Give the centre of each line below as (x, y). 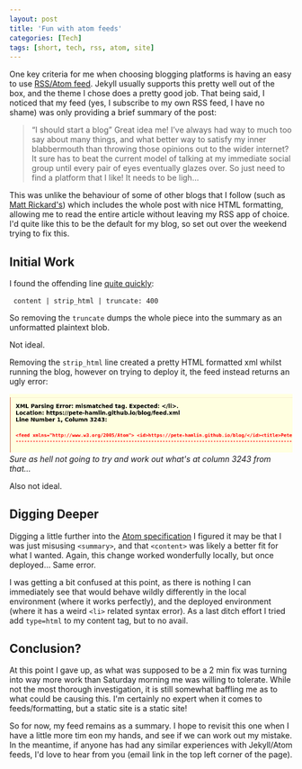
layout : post (34, 19)
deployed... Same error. (53, 565)
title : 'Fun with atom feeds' (66, 28)
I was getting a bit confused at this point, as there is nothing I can (130, 582)
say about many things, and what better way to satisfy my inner (149, 140)
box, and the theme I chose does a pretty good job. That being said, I (137, 94)
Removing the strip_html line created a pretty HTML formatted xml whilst (146, 362)
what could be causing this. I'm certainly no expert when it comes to (136, 699)
